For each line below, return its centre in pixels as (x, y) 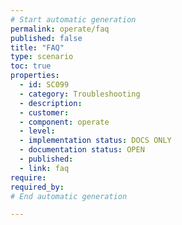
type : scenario (42, 57)
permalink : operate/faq (60, 29)
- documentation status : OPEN (82, 150)
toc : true (31, 66)
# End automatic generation (69, 196)
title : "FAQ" (37, 47)
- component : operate (64, 122)
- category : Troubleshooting (80, 94)
